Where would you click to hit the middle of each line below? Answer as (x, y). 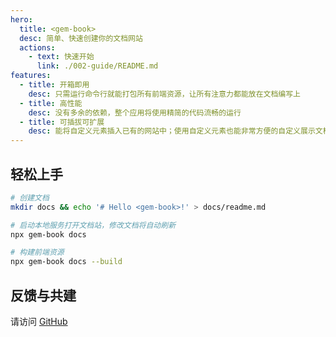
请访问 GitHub (39, 321)
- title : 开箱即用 (54, 85)
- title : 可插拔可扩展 (62, 122)
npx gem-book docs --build (66, 262)
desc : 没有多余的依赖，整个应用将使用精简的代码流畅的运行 (135, 112)
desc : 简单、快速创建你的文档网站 (81, 38)
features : (31, 76)
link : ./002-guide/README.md (97, 66)
